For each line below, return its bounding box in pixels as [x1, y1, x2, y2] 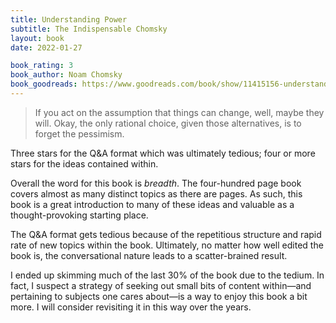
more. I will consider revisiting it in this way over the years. [10, 301, 252, 313]
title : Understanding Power [10, 14, 128, 25]
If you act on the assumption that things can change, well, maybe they [34, 106, 325, 118]
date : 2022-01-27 [10, 42, 83, 53]
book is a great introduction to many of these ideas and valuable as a [10, 198, 295, 210]
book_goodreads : [10, 79, 78, 90]
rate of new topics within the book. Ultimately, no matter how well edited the [10, 239, 324, 251]
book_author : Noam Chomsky [10, 70, 123, 80]
